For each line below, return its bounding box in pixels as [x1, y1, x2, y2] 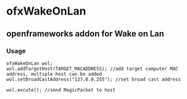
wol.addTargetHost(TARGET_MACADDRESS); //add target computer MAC [6, 66, 178, 72]
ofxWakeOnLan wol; [6, 60, 53, 66]
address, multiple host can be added [6, 71, 102, 77]
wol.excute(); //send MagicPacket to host [6, 87, 116, 93]
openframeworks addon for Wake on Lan [6, 29, 164, 39]
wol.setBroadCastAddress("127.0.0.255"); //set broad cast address [6, 76, 182, 83]
